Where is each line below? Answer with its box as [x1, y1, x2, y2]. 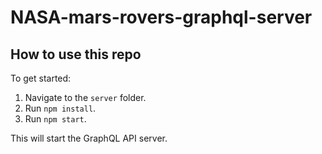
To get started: [10, 72, 72, 84]
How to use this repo [10, 46, 142, 63]
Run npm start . [24, 113, 87, 125]
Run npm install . [24, 102, 97, 114]
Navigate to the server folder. [24, 92, 147, 103]
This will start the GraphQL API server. [10, 132, 168, 144]
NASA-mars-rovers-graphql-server [10, 6, 313, 29]
